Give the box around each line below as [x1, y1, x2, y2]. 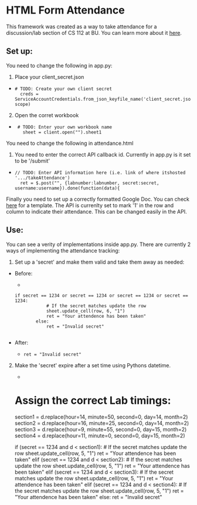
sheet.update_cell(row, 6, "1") [46, 308, 125, 314]
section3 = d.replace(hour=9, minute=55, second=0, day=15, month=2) [14, 426, 187, 433]
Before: [14, 270, 33, 277]
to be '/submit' [14, 157, 50, 164]
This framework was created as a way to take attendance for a [6, 23, 157, 30]
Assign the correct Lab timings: [14, 394, 171, 407]
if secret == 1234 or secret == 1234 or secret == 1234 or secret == [14, 293, 189, 298]
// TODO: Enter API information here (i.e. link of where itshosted [14, 170, 186, 175]
